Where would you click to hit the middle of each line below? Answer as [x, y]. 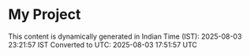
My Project [45, 15]
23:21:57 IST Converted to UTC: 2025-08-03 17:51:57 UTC [103, 44]
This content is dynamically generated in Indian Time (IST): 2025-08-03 [125, 36]
